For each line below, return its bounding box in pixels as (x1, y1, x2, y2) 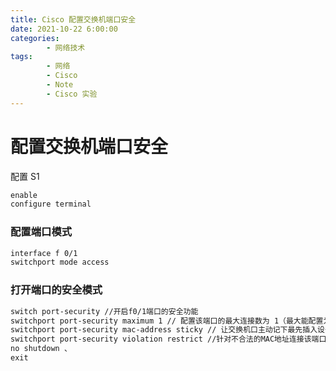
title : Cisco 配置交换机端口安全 (10, 14, 137, 25)
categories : (10, 33, 60, 43)
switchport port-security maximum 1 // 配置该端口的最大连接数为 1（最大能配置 (10, 316, 324, 326)
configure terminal (10, 199, 92, 210)
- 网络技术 (46, 42, 86, 53)
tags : (10, 52, 33, 62)
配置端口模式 (10, 225, 73, 239)
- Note (46, 80, 74, 90)
